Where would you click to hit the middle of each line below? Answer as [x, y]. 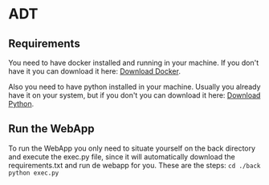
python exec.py [34, 173]
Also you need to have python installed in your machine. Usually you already [134, 86]
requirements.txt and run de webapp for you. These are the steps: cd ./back [134, 165]
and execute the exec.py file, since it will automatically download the [122, 156]
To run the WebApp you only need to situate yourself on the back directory [132, 148]
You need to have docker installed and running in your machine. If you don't [134, 62]
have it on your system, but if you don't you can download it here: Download [134, 95]
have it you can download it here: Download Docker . [94, 71]
